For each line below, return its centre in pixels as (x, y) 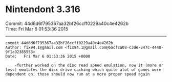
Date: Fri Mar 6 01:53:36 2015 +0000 (48, 56)
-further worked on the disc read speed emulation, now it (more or (89, 65)
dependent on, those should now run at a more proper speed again (78, 74)
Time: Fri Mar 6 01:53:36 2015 (37, 29)
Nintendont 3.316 (43, 9)
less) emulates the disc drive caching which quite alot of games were (83, 70)
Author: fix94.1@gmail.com (34, 47)
